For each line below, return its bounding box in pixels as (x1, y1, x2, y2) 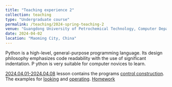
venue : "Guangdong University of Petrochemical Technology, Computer (5, 26, 157, 32)
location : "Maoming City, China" (5, 36, 77, 41)
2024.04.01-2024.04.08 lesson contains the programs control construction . (5, 70, 165, 76)
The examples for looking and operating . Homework (5, 76, 115, 82)
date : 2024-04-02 (5, 31, 42, 36)
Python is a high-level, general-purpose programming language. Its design (5, 49, 163, 56)
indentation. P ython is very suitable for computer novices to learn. (5, 61, 146, 67)
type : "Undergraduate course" (5, 17, 70, 22)
